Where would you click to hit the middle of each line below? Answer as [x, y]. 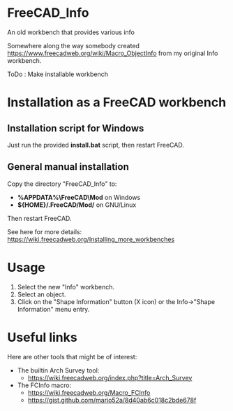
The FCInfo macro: [44, 385]
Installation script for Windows [76, 128]
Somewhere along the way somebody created [73, 45]
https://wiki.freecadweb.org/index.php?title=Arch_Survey [110, 377]
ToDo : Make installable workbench [58, 74]
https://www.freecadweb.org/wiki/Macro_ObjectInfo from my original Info [113, 53]
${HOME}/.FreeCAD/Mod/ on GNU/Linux [77, 205]
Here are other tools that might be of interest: [72, 356]
